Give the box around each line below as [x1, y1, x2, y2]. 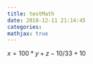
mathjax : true [7, 30, 49, 37]
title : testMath [7, 10, 55, 18]
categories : [7, 23, 42, 30]
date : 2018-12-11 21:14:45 [7, 17, 86, 24]
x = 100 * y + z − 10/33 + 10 [7, 49, 86, 58]
